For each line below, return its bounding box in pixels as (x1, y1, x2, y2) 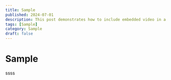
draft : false (5, 31, 33, 36)
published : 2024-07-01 (5, 12, 54, 17)
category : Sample (5, 26, 42, 32)
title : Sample (5, 7, 36, 13)
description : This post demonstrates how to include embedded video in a (5, 17, 166, 22)
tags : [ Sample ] (5, 21, 38, 27)
